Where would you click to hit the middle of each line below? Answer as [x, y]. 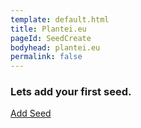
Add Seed [31, 113]
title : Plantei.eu [48, 29]
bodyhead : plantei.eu [55, 47]
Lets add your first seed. [71, 92]
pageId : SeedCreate [51, 38]
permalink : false [46, 57]
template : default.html [60, 19]
